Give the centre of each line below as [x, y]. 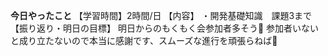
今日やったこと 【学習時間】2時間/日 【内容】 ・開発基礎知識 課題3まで [161, 15]
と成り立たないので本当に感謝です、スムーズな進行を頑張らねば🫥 [144, 40]
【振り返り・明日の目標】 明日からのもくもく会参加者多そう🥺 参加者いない [165, 28]
